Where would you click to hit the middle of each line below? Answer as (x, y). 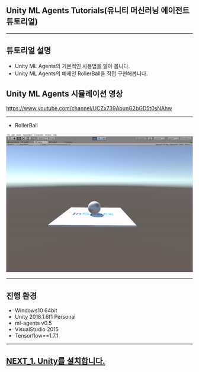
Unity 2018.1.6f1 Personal (45, 317)
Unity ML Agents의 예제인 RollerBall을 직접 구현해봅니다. (81, 73)
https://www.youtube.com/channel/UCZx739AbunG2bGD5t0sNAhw (89, 108)
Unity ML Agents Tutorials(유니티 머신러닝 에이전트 (98, 11)
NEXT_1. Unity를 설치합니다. (56, 361)
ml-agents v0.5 (33, 323)
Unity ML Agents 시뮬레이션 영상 (65, 94)
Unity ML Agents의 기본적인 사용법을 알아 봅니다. (72, 66)
